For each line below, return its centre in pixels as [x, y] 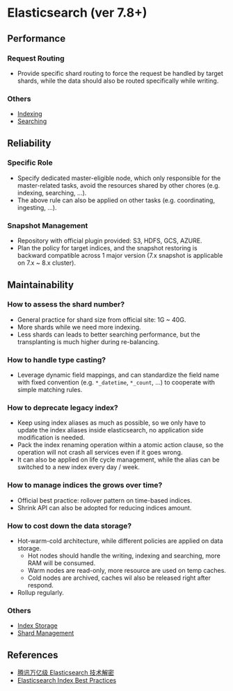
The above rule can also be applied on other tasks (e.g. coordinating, [116, 200]
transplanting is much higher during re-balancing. [88, 341]
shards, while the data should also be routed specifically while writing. [118, 81]
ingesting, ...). [37, 207]
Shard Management [46, 633]
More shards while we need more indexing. [79, 327]
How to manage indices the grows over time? [85, 485]
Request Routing [36, 58]
